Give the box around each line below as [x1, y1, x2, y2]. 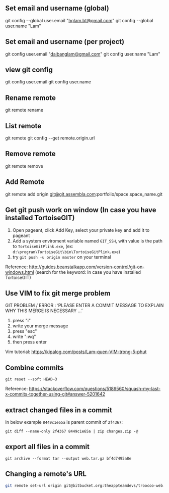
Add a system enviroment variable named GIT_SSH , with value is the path [12, 237, 162, 244]
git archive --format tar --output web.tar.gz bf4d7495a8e [5, 456, 132, 461]
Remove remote [5, 150, 56, 158]
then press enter [12, 339, 47, 345]
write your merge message [12, 323, 69, 329]
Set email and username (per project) [5, 37, 125, 46]
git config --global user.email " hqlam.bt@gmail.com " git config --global [5, 17, 153, 23]
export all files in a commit [5, 442, 90, 451]
